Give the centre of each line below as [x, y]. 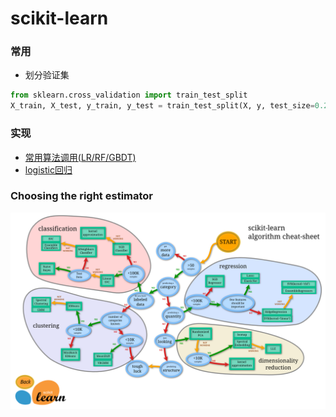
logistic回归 [48, 169]
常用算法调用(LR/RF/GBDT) [80, 157]
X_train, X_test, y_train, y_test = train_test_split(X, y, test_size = [162, 106]
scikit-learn [59, 18]
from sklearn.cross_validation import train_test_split [129, 95]
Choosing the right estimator [82, 196]
